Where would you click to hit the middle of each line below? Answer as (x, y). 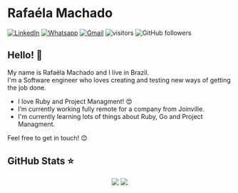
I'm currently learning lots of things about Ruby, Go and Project (110, 116)
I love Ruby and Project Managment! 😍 (75, 101)
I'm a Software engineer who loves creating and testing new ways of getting (119, 80)
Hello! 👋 (25, 55)
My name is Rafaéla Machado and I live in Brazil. (78, 72)
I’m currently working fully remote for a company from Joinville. (111, 109)
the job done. (27, 88)
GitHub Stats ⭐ (41, 161)
